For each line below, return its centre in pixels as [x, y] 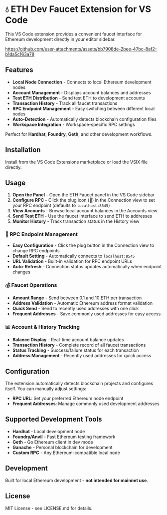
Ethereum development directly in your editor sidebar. [60, 39]
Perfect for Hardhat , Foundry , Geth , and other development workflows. [79, 134]
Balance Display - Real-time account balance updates [68, 340]
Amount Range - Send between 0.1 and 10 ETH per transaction [77, 298]
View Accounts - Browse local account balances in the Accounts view [85, 211]
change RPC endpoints [36, 250]
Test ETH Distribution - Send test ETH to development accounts [79, 98]
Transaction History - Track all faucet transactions [65, 103]
